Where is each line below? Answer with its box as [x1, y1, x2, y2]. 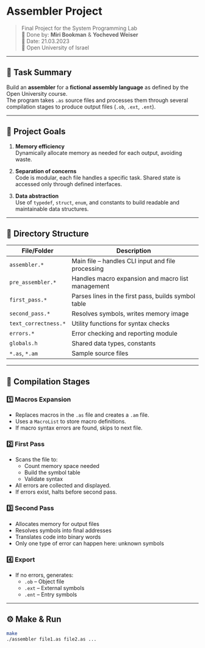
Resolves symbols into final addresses [15, 527, 112, 534]
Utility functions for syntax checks [71, 319, 170, 328]
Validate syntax [24, 475, 63, 483]
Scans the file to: [15, 456, 58, 463]
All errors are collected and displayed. [15, 482, 111, 489]
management [71, 282, 110, 290]
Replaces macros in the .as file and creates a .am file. [15, 411, 149, 419]
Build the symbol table [24, 469, 81, 477]
